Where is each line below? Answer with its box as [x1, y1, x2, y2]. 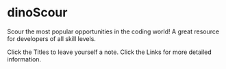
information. [7, 55, 42, 63]
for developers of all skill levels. [7, 34, 96, 42]
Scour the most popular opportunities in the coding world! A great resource [7, 27, 220, 36]
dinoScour [7, 5, 68, 20]
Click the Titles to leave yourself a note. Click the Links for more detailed [7, 48, 212, 56]
